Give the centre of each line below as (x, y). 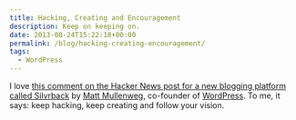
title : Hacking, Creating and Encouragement (95, 18)
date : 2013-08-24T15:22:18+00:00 (73, 35)
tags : (20, 52)
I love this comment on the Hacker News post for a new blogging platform (148, 86)
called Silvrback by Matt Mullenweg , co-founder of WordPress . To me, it (145, 95)
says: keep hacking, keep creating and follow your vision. (117, 105)
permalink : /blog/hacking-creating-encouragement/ (107, 43)
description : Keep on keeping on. (75, 26)
